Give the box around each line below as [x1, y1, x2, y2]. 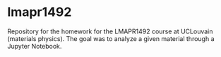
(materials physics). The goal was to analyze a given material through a [7, 34, 215, 42]
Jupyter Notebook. [7, 42, 62, 50]
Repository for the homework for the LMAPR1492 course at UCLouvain [7, 27, 213, 35]
